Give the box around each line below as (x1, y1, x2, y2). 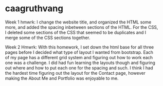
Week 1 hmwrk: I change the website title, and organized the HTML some (5, 19, 152, 25)
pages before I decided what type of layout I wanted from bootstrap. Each (5, 49, 153, 55)
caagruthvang (5, 3, 63, 14)
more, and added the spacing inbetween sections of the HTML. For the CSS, (5, 24, 158, 30)
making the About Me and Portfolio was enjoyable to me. (5, 75, 119, 81)
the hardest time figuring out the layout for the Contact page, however (5, 70, 146, 76)
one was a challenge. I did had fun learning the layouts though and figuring (5, 60, 156, 65)
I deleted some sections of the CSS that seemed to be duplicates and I (5, 29, 146, 35)
